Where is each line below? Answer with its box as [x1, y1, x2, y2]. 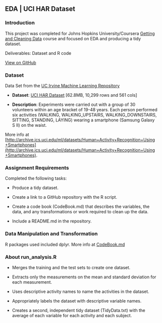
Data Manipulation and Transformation [5, 230, 98, 237]
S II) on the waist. [12, 122, 47, 128]
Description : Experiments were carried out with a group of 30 [12, 102, 135, 107]
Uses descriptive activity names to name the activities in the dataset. [12, 289, 149, 294]
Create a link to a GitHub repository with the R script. [12, 194, 118, 200]
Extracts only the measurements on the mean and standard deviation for [12, 274, 156, 280]
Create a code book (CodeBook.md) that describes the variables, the [12, 204, 150, 209]
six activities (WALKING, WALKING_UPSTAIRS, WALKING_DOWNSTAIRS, [12, 112, 157, 118]
